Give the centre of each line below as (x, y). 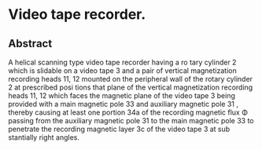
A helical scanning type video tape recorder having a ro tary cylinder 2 (122, 62)
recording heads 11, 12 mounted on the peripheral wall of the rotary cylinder (131, 79)
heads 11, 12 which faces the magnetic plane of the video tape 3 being (122, 95)
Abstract (30, 44)
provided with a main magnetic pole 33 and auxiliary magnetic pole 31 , (123, 104)
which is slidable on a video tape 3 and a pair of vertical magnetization (123, 71)
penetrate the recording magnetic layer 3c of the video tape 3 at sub (119, 129)
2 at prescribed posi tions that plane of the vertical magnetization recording (131, 87)
